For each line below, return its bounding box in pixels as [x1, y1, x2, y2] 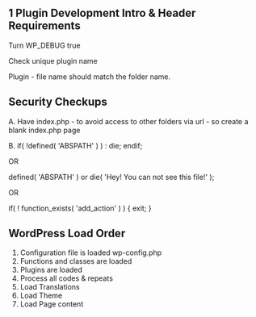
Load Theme [19, 290, 63, 301]
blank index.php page [8, 125, 81, 135]
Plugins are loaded [19, 265, 83, 275]
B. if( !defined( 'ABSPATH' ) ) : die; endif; [8, 140, 143, 150]
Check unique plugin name [8, 56, 99, 65]
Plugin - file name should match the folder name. [8, 72, 171, 81]
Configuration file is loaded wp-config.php [19, 248, 162, 257]
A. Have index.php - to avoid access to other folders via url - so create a [8, 116, 249, 126]
